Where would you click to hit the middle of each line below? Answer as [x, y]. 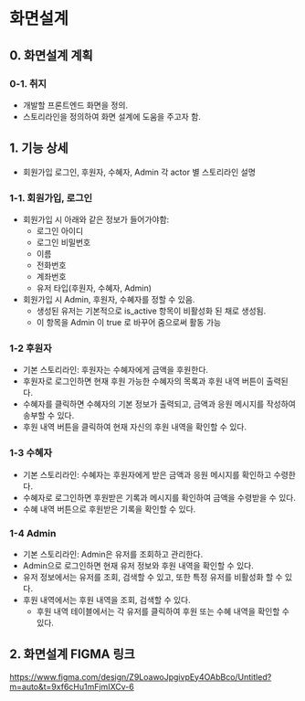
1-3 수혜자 [31, 453]
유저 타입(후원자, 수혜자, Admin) [94, 288]
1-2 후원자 [31, 348]
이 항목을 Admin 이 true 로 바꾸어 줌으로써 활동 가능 [129, 322]
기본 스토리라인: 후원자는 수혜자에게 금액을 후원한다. [115, 370]
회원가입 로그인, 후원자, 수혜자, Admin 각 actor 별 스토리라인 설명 [139, 172]
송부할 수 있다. [48, 416]
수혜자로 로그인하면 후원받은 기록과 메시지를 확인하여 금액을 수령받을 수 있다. [159, 497]
